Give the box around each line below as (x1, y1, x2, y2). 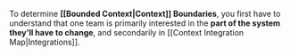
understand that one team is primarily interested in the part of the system (9, 18, 281, 28)
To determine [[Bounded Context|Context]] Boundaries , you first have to (9, 9, 281, 19)
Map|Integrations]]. (9, 36, 80, 47)
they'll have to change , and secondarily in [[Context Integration (9, 28, 244, 37)
